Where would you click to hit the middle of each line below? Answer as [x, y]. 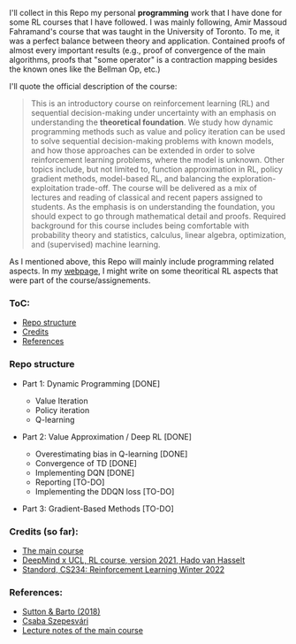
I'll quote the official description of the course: [93, 86]
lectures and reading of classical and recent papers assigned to [147, 197]
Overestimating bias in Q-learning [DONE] [111, 454]
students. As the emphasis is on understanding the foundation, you [153, 207]
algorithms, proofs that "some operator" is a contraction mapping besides [144, 60]
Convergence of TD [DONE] [86, 463]
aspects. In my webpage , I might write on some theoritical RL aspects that [144, 271]
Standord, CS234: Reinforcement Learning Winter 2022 [123, 569]
